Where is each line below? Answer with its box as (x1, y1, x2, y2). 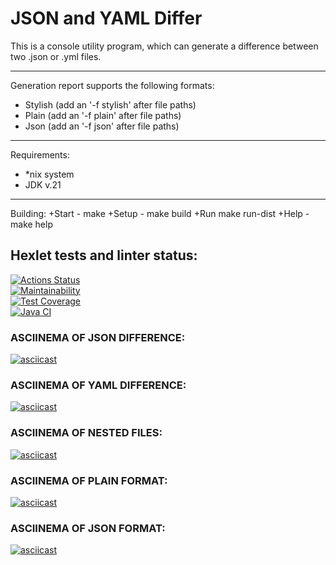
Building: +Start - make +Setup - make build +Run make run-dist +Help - (10, 207, 310, 219)
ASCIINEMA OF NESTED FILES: (10, 426, 163, 440)
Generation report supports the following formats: (10, 79, 215, 91)
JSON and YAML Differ (10, 7, 203, 30)
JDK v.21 (24, 178, 62, 191)
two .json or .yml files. (10, 50, 102, 62)
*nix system (24, 168, 75, 180)
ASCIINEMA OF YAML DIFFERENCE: (10, 378, 187, 392)
